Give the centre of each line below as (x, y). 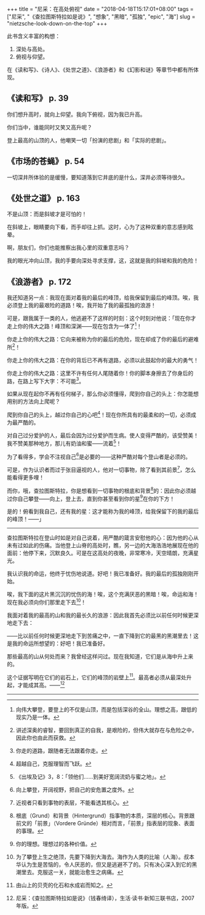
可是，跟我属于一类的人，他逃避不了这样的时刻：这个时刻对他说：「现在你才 (102, 318)
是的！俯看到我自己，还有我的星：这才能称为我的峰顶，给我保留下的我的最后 (103, 511)
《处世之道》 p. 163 (43, 198)
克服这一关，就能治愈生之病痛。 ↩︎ (80, 872)
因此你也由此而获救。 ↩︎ (45, 738)
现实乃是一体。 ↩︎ (37, 717)
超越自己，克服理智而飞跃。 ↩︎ (54, 764)
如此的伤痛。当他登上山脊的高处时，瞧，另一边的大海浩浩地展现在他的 (111, 545)
